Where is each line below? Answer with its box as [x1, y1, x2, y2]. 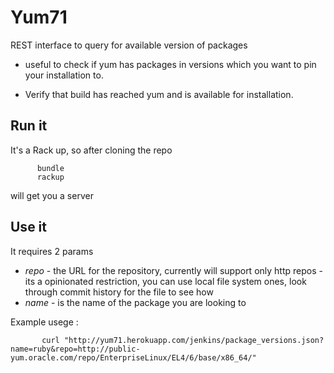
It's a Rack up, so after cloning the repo [10, 144, 173, 156]
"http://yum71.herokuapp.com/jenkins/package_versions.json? [63, 335, 325, 345]
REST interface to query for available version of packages [10, 39, 248, 51]
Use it [10, 219, 47, 236]
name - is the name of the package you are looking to [24, 296, 247, 308]
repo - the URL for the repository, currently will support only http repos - [24, 264, 323, 276]
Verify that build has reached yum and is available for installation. [24, 88, 294, 100]
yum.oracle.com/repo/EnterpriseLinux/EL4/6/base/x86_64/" [10, 352, 257, 363]
